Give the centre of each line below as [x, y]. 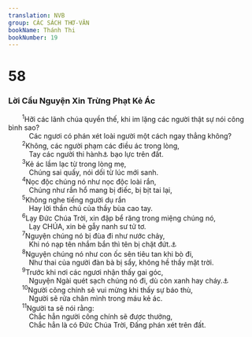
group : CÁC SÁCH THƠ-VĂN [49, 23]
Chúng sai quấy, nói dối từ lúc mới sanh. [94, 172]
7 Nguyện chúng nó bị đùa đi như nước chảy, [94, 235]
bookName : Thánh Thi [42, 30]
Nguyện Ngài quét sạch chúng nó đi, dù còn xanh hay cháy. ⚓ [129, 280]
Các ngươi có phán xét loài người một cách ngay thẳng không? [130, 136]
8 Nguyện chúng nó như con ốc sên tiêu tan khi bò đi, [108, 253]
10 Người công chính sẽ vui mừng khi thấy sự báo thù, [107, 290]
